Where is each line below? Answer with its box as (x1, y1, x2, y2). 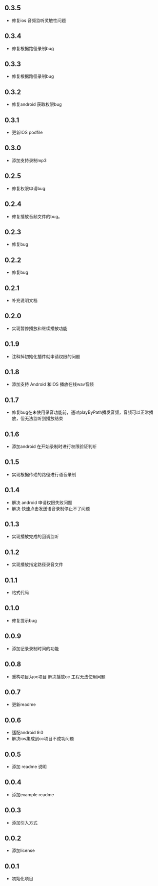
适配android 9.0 (11, 729, 43, 736)
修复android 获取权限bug (11, 101, 62, 107)
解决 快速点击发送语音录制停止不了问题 (11, 505, 90, 511)
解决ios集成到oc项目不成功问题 (11, 736, 74, 742)
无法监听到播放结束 (24, 416, 63, 422)
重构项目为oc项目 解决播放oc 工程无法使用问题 (11, 673, 106, 680)
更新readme (11, 702, 36, 707)
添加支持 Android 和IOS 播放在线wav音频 (11, 382, 94, 387)
